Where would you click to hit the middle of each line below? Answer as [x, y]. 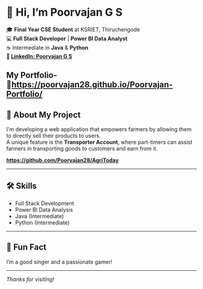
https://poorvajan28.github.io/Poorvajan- [92, 85]
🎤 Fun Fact [26, 247]
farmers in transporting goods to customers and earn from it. [82, 149]
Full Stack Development [44, 203]
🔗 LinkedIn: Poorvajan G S [39, 56]
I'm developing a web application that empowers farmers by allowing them [99, 129]
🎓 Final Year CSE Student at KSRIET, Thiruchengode [73, 29]
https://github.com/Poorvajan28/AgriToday [63, 160]
